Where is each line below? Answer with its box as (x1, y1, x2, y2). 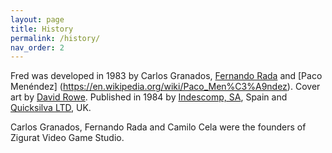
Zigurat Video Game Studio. (10, 132, 125, 144)
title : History (10, 24, 74, 34)
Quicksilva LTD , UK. (10, 102, 92, 114)
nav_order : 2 (10, 42, 65, 53)
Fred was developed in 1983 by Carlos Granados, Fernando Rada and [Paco (10, 70, 323, 82)
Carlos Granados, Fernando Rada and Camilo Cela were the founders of (10, 121, 307, 133)
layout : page (10, 14, 65, 25)
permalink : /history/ (10, 33, 101, 43)
